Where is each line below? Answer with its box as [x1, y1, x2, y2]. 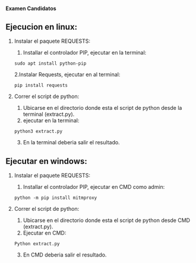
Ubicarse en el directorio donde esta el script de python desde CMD [23, 217, 191, 224]
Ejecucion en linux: [5, 21, 78, 32]
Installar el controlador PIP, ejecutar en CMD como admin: [23, 183, 165, 191]
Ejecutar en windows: [5, 156, 87, 166]
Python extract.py [14, 241, 60, 247]
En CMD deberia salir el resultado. [23, 251, 107, 258]
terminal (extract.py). [23, 110, 75, 118]
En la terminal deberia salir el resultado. [23, 139, 120, 146]
